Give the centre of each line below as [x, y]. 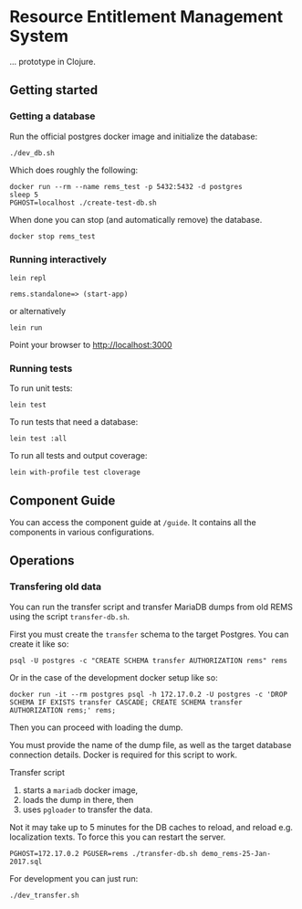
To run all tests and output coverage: [78, 456]
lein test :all [38, 439]
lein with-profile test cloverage [75, 472]
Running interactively [58, 259]
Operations [42, 560]
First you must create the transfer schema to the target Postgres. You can [149, 634]
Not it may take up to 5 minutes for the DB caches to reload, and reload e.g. [151, 827]
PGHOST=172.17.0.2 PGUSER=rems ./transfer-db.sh [104, 853]
